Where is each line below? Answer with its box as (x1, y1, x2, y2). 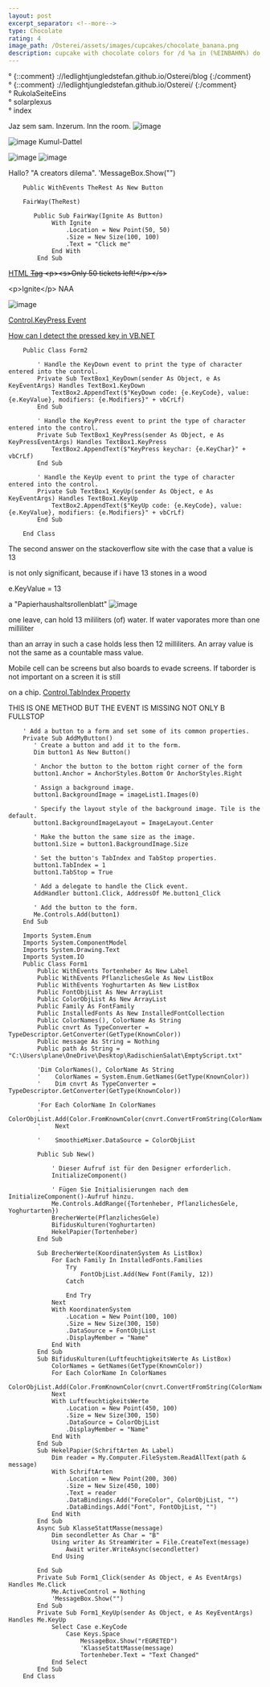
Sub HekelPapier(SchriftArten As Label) (37, 1447, 174, 1455)
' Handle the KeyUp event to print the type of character (37, 473, 235, 481)
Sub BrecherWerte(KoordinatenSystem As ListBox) (37, 1249, 203, 1257)
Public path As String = (37, 1045, 121, 1053)
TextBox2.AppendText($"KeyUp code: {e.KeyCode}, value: (51, 501, 243, 509)
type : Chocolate (8, 27, 63, 35)
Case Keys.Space (65, 1630, 121, 1638)
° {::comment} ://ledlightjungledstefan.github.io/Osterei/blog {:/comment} (8, 72, 252, 81)
